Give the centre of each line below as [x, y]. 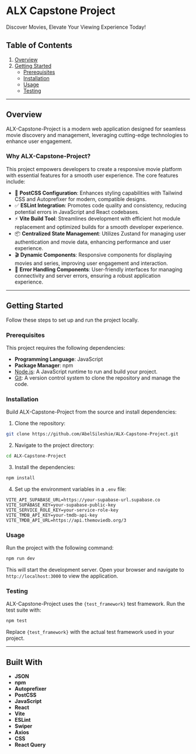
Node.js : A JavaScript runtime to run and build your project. [86, 371]
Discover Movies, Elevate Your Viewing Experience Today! [76, 27]
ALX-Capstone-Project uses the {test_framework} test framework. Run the [96, 604]
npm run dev [20, 559]
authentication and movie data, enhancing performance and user [92, 242]
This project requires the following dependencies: [66, 347]
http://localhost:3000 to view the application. [62, 576]
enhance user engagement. [39, 141]
